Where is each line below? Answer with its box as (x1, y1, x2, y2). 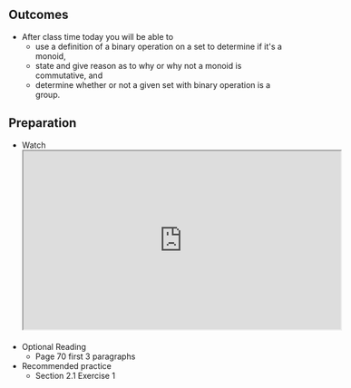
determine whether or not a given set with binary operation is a (34, 79, 271, 90)
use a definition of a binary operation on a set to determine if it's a (34, 41, 283, 52)
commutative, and (34, 70, 103, 81)
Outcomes (8, 7, 69, 23)
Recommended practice (21, 360, 112, 371)
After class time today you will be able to (21, 31, 174, 42)
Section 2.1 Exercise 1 (34, 370, 115, 381)
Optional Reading (21, 341, 87, 352)
